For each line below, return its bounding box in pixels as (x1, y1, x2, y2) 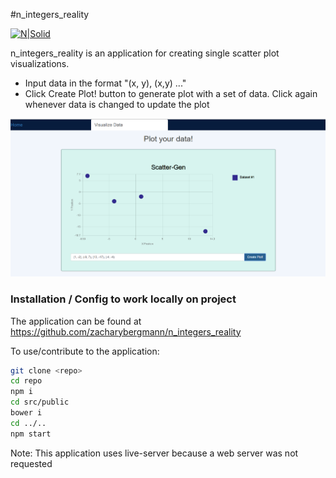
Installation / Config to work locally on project (10, 292, 237, 306)
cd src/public (10, 397, 70, 408)
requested (10, 457, 53, 469)
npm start (10, 429, 52, 439)
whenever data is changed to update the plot (24, 99, 210, 110)
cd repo (10, 376, 43, 386)
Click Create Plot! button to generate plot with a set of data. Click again (24, 88, 318, 99)
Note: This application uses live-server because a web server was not (10, 447, 299, 459)
